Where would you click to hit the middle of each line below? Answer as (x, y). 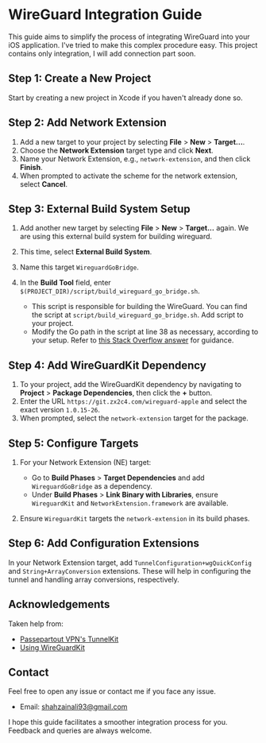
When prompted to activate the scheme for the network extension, (129, 176)
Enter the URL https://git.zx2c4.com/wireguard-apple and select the (133, 401)
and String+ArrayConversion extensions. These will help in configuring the (130, 571)
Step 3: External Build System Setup (99, 209)
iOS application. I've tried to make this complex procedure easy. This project (133, 45)
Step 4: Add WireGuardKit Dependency (107, 365)
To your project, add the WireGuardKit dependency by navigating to (131, 385)
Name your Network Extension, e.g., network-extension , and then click (135, 159)
